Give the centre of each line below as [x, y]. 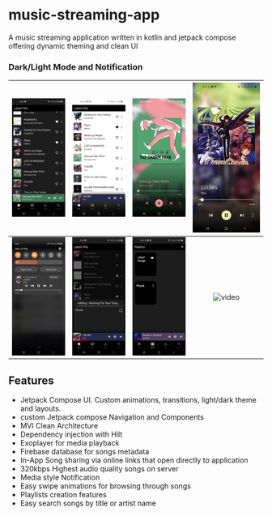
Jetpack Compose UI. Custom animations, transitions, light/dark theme [138, 400]
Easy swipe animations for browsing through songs [106, 486]
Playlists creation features [63, 495]
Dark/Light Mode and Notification [76, 66]
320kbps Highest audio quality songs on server [99, 469]
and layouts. [40, 409]
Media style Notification [60, 478]
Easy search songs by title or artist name [88, 503]
